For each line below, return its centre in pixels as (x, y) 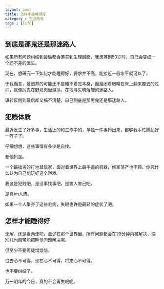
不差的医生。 (26, 63)
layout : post (18, 10)
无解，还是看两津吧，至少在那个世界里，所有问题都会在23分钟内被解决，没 (81, 234)
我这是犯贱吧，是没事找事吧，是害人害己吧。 (50, 183)
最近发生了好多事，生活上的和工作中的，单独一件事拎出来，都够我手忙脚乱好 (82, 129)
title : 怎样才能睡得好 (26, 14)
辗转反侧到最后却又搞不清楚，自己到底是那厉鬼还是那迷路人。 (67, 100)
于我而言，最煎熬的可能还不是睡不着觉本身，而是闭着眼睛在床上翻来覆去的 (80, 84)
